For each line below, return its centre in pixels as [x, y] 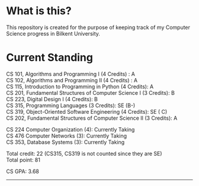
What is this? [39, 11]
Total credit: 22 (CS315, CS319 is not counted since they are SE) [84, 153]
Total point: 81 [23, 160]
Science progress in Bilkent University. [53, 33]
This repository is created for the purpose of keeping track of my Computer [98, 27]
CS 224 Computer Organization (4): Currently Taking [70, 129]
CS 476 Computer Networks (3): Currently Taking [67, 136]
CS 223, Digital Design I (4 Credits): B [52, 99]
